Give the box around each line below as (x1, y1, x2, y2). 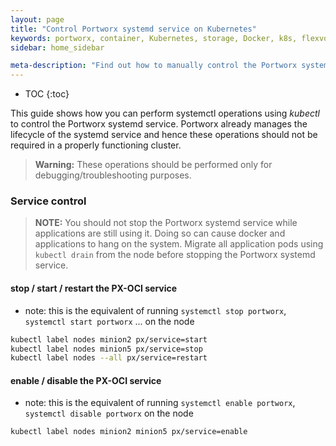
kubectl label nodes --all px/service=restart (10, 353, 208, 363)
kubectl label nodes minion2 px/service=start (10, 334, 208, 345)
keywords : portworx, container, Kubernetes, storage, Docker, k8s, (10, 33, 298, 43)
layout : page (10, 14, 65, 25)
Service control (10, 194, 87, 208)
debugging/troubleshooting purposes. (34, 169, 192, 181)
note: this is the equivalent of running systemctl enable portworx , (24, 397, 296, 409)
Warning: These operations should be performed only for (34, 159, 273, 171)
